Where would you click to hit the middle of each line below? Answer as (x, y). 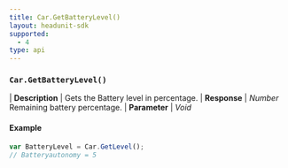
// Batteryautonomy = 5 (53, 155)
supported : (29, 34)
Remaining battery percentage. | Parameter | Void (101, 108)
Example (26, 128)
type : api (27, 50)
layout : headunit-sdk (49, 26)
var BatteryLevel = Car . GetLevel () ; (77, 147)
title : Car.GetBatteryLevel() (65, 17)
